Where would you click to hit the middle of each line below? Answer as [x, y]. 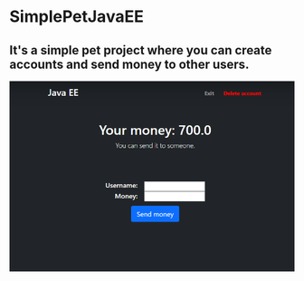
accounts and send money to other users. [129, 64]
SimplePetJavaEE [77, 17]
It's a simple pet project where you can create [141, 50]
